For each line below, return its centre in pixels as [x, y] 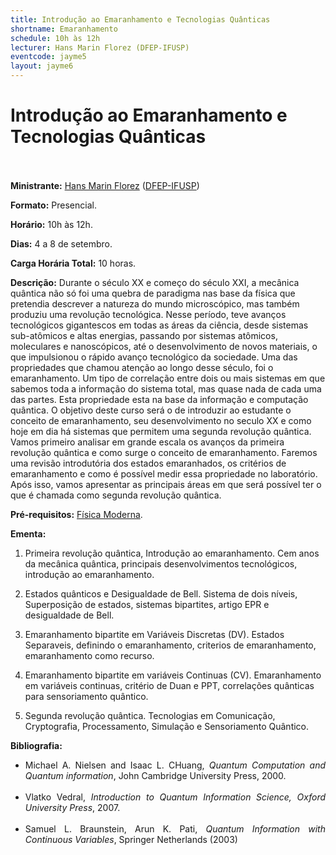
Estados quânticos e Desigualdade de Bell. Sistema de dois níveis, [161, 593]
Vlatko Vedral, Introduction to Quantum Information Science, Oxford [175, 797]
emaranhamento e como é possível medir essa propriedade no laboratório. [164, 473]
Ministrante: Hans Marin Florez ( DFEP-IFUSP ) [105, 185]
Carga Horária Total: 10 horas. [73, 263]
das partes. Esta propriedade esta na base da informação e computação [159, 399]
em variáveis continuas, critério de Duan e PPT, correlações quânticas [169, 685]
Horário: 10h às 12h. [51, 224]
